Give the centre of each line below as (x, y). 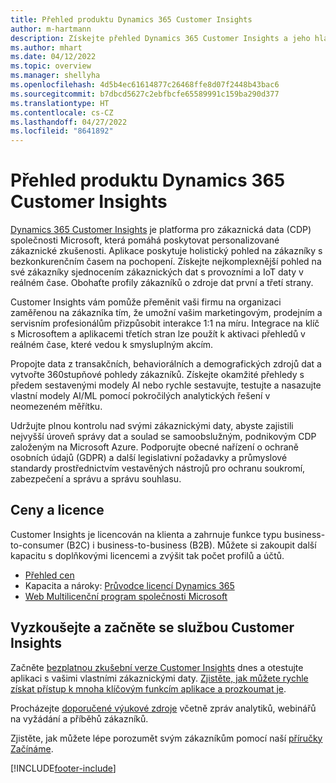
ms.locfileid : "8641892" (62, 131)
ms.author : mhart (46, 47)
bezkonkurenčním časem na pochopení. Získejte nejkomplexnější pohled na (166, 262)
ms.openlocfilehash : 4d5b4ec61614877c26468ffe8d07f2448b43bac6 (145, 85)
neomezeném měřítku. (56, 407)
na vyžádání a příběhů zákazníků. (79, 718)
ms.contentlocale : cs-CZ (62, 112)
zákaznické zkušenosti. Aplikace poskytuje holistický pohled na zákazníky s (166, 251)
